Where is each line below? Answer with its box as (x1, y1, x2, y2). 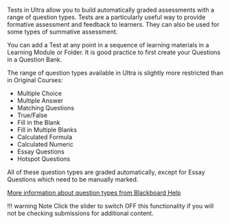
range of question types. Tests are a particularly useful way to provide (7, 13, 206, 21)
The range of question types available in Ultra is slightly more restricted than (7, 69, 224, 77)
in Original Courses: (7, 76, 63, 84)
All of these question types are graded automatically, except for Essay (7, 168, 205, 176)
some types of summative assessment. (7, 27, 118, 36)
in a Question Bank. (7, 55, 62, 64)
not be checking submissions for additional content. (7, 209, 154, 217)
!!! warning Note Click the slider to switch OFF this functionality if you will (7, 202, 214, 210)
